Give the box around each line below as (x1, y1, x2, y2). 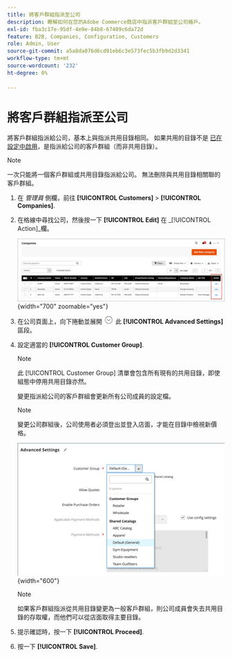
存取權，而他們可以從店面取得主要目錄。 (29, 613, 145, 621)
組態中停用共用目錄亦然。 (17, 377, 90, 385)
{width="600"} (17, 576, 60, 584)
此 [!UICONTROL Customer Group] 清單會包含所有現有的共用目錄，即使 (17, 369, 221, 377)
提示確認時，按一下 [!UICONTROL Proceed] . (17, 627, 144, 636)
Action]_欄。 (17, 225, 53, 233)
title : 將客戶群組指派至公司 (7, 11, 81, 18)
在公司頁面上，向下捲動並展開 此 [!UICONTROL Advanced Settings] (17, 317, 224, 325)
